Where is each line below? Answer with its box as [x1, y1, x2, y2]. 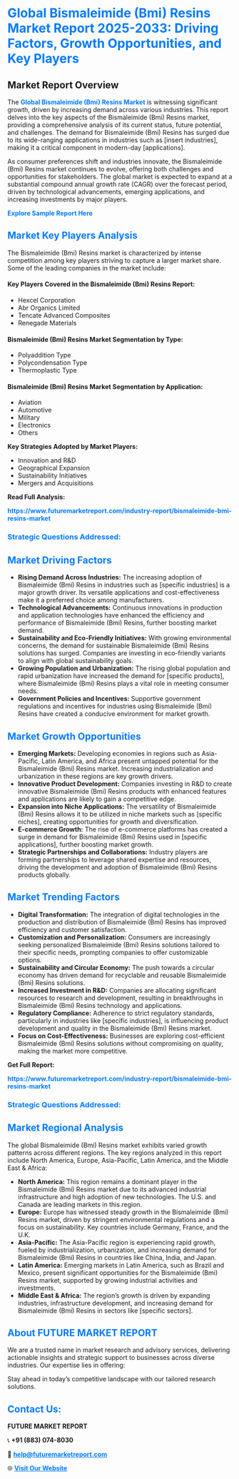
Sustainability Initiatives [17, 471, 88, 480]
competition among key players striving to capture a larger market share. [7, 256, 221, 265]
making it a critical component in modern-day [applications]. [7, 143, 185, 151]
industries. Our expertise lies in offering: [7, 1361, 126, 1370]
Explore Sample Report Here [7, 209, 93, 217]
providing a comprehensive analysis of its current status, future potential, [7, 121, 223, 129]
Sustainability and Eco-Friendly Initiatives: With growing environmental [17, 634, 232, 642]
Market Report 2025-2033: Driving [7, 20, 219, 36]
